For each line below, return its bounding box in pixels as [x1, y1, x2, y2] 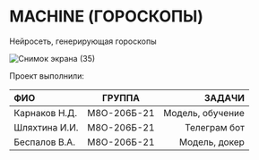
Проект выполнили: [9, 70, 85, 81]
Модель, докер [178, 136, 245, 148]
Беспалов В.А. [13, 136, 76, 148]
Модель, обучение [163, 106, 245, 119]
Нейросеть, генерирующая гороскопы [9, 36, 157, 46]
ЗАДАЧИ [203, 91, 245, 104]
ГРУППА [101, 91, 141, 104]
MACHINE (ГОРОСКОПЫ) [9, 6, 204, 27]
